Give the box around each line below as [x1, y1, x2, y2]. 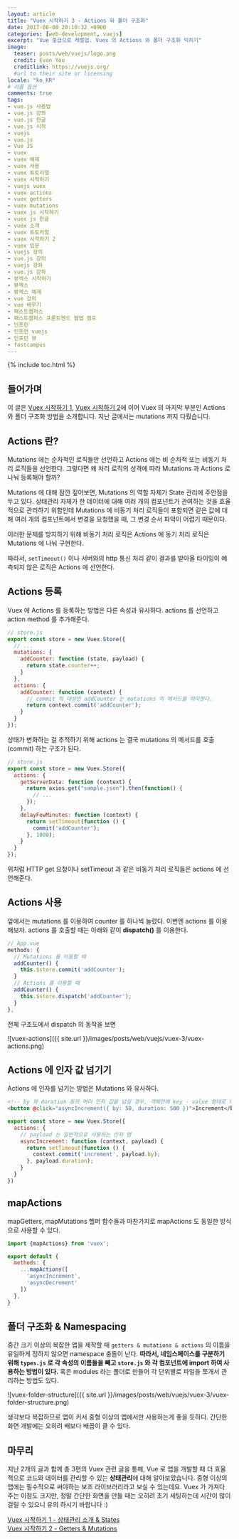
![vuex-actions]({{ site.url [7, 1034, 82, 1042]
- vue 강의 [7, 295, 37, 302]
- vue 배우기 [7, 302, 41, 309]
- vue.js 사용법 [7, 103, 51, 110]
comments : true [7, 90, 53, 97]
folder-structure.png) [7, 1398, 70, 1407]
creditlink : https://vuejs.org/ [14, 63, 110, 70]
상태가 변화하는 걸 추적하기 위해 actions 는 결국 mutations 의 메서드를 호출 [7, 735, 215, 744]
